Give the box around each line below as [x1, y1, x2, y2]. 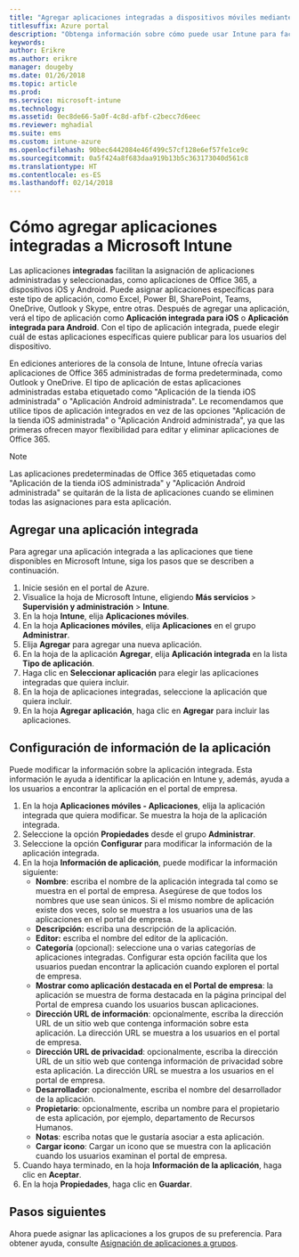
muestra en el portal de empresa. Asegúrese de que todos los [35, 885, 263, 896]
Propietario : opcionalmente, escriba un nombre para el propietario [35, 1103, 280, 1114]
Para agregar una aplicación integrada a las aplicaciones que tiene [9, 546, 254, 556]
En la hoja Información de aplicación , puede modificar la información [21, 856, 278, 868]
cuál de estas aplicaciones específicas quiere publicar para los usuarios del [9, 331, 287, 343]
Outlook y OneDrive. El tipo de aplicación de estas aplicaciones [9, 377, 242, 388]
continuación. [9, 564, 60, 575]
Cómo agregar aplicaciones [9, 217, 218, 237]
